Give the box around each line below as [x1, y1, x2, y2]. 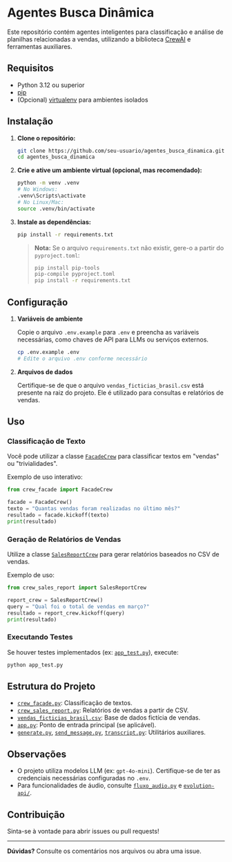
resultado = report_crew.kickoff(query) [7, 610, 126, 617]
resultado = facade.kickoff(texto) [7, 512, 110, 519]
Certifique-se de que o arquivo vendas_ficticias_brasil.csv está [17, 381, 204, 389]
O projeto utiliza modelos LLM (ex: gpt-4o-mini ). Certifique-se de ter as [17, 767, 221, 775]
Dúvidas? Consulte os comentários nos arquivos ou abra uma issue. [7, 847, 202, 855]
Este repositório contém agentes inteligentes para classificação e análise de [7, 28, 224, 36]
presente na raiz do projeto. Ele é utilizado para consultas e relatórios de [17, 388, 224, 397]
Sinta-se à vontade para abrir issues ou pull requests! [7, 827, 159, 836]
